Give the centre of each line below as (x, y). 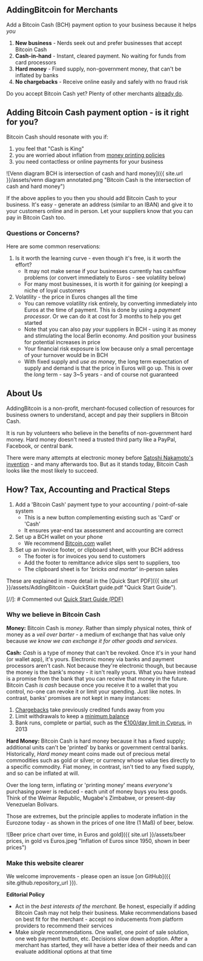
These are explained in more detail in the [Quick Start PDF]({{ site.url (92, 581)
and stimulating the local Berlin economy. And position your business (110, 335)
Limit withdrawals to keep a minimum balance (72, 716)
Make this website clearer (45, 863)
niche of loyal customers (55, 290)
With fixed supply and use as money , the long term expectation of (106, 361)
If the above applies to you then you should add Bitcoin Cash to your (92, 198)
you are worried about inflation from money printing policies (90, 155)
